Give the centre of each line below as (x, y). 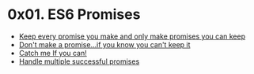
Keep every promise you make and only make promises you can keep (132, 36)
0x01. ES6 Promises (74, 15)
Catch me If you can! (53, 53)
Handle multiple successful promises (79, 61)
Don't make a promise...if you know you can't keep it (104, 44)
